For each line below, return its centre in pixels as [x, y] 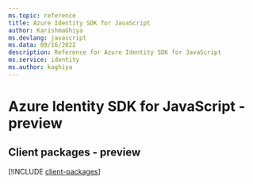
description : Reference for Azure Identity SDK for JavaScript [115, 52]
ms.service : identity [44, 60]
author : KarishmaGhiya [46, 30]
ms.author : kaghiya [40, 67]
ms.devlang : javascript [48, 38]
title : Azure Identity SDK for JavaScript [79, 23]
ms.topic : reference [42, 15]
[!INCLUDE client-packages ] [54, 171]
